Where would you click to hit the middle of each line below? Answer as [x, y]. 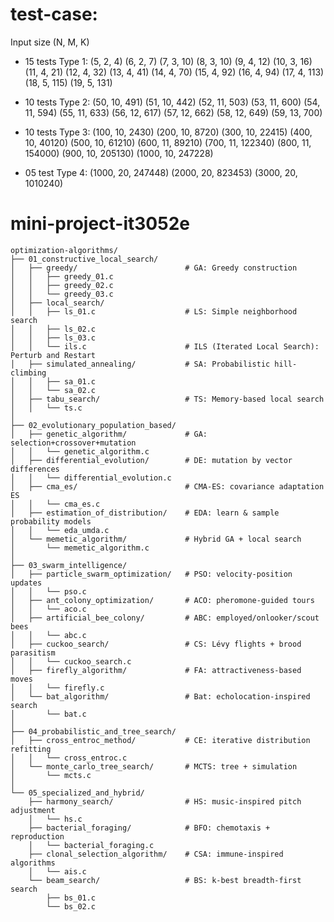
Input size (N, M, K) [50, 42]
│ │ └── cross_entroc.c [69, 758]
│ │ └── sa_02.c [53, 390]
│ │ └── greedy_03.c [62, 294]
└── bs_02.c [71, 906]
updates [26, 583]
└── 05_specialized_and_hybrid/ [77, 793]
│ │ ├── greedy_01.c [62, 276]
